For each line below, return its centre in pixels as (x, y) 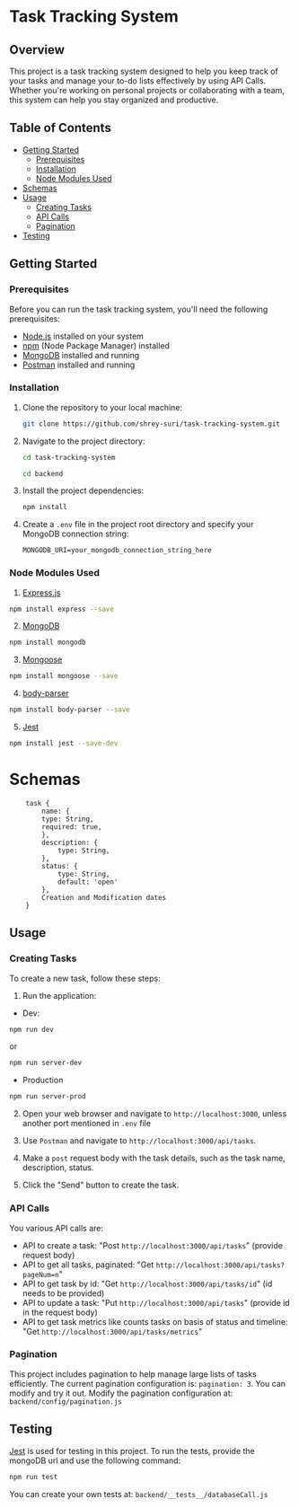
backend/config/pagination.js (66, 1402)
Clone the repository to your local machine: (102, 407)
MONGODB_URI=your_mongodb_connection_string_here (117, 551)
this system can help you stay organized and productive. (114, 100)
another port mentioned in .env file (86, 1124)
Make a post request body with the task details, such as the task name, (154, 1158)
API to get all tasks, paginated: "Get (88, 1265)
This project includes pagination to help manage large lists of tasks (133, 1374)
